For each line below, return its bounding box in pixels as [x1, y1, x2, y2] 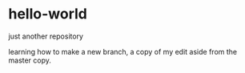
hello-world [8, 5, 88, 23]
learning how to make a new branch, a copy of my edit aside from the [8, 47, 238, 56]
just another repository [8, 31, 84, 41]
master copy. [8, 55, 52, 65]
